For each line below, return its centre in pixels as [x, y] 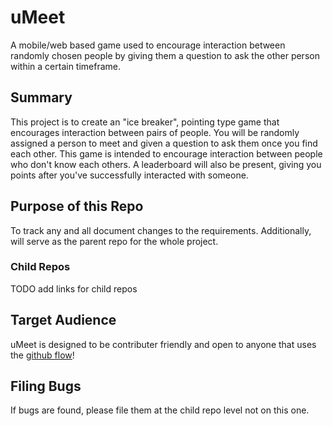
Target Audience [63, 320]
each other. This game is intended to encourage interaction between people [166, 153]
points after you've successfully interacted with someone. [129, 175]
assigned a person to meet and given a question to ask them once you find [164, 143]
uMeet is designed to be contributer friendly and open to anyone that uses [163, 344]
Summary [41, 97]
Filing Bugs [46, 386]
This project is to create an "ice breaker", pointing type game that [145, 122]
